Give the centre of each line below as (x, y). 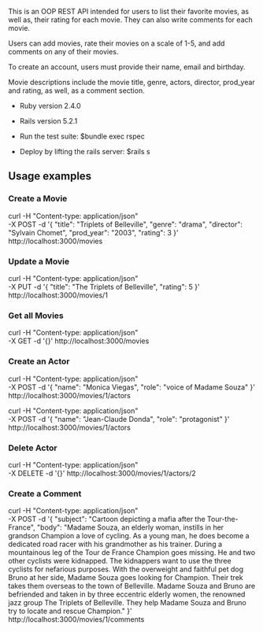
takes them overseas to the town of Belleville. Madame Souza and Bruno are (132, 586)
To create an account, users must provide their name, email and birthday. (127, 67)
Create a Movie (38, 198)
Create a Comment (45, 493)
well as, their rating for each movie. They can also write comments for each (131, 20)
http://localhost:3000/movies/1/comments (76, 619)
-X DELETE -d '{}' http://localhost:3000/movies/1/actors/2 (102, 473)
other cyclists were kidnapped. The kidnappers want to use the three (120, 561)
